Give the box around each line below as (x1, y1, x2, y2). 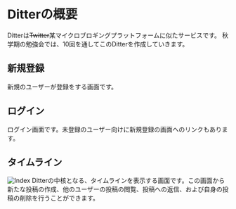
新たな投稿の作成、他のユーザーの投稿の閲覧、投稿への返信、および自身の (7, 185, 223, 194)
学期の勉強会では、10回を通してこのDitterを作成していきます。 (7, 39, 189, 48)
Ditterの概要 (7, 6, 78, 23)
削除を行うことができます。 (19, 194, 100, 203)
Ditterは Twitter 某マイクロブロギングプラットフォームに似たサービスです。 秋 (7, 31, 229, 39)
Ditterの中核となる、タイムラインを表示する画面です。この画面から (32, 177, 225, 185)
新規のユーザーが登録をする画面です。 (7, 82, 118, 91)
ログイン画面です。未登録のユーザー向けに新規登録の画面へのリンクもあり (7, 125, 223, 134)
